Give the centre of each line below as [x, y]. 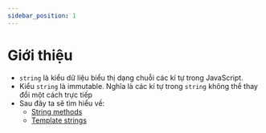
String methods [57, 111]
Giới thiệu [40, 55]
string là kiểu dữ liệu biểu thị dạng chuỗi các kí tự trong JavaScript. [131, 78]
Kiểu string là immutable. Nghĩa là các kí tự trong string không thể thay [139, 86]
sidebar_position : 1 [42, 16]
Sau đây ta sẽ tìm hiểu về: [62, 103]
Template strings [59, 120]
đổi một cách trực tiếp [56, 95]
